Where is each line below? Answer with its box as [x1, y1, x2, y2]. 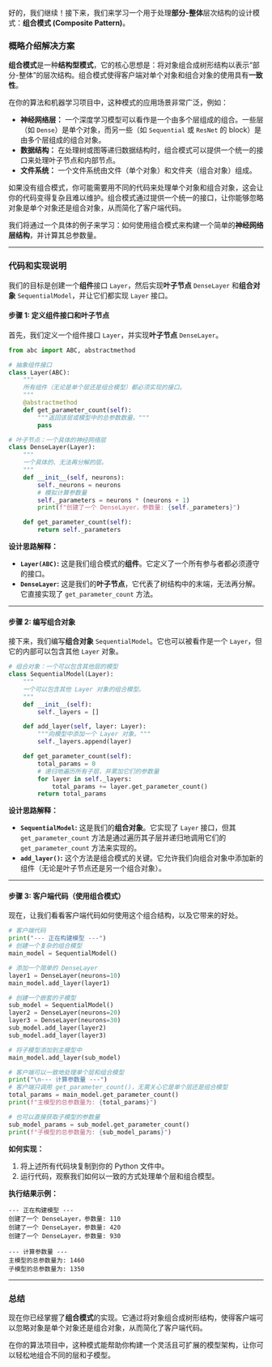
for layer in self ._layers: [37, 774, 132, 783]
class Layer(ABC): [8, 368, 70, 376]
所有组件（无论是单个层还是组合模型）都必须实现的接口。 [23, 384, 186, 392]
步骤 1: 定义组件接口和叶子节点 [8, 311, 110, 320]
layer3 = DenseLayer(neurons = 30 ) [8, 1017, 121, 1025]
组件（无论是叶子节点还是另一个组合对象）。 [19, 863, 166, 873]
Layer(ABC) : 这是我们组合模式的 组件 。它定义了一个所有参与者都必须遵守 [19, 559, 261, 568]
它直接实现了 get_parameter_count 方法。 [19, 589, 158, 599]
